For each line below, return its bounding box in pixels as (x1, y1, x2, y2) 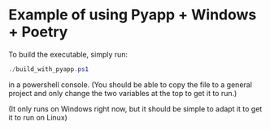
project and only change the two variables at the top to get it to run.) (8, 88, 237, 98)
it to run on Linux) (8, 112, 67, 122)
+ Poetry (8, 23, 68, 41)
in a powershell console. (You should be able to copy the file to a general (8, 79, 252, 90)
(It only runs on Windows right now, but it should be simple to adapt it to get (8, 103, 263, 114)
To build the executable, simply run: (8, 49, 128, 59)
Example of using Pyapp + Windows (8, 6, 257, 24)
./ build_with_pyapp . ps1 (8, 65, 89, 73)
